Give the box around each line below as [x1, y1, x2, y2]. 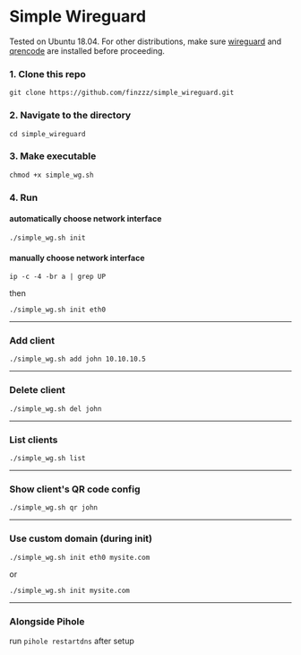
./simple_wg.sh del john [9, 404, 102, 414]
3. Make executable [9, 150, 97, 162]
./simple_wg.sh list [9, 454, 87, 463]
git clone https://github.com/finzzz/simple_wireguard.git [9, 88, 235, 98]
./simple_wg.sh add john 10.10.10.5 [9, 354, 146, 364]
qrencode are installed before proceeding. [9, 45, 166, 56]
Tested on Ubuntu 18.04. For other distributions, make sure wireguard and [9, 36, 282, 47]
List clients [9, 433, 58, 446]
